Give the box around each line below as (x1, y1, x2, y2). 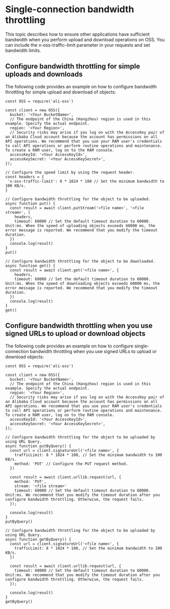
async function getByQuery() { (5, 537, 72, 542)
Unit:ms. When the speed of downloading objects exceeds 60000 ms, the (5, 281, 160, 286)
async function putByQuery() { (5, 443, 72, 448)
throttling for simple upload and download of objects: (5, 89, 116, 95)
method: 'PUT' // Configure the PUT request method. (14, 461, 128, 466)
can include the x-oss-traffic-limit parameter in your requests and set (5, 42, 151, 48)
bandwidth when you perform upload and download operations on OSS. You (5, 37, 165, 43)
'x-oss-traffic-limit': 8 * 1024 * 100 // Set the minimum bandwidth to (7, 179, 165, 184)
